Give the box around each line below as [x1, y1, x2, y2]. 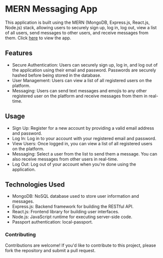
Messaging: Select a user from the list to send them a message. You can [12, 151, 157, 156]
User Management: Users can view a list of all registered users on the [12, 77, 152, 83]
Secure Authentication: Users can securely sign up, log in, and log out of [12, 62, 158, 68]
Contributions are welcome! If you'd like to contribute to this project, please [5, 242, 156, 248]
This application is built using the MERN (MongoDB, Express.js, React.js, [5, 19, 150, 25]
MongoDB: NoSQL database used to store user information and [12, 193, 140, 199]
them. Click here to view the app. [5, 35, 72, 41]
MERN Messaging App [5, 3, 98, 15]
